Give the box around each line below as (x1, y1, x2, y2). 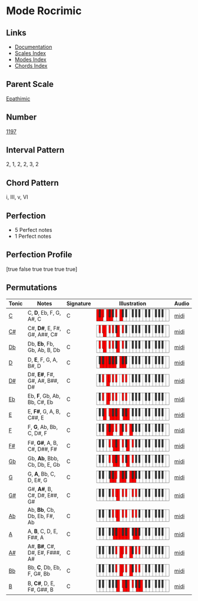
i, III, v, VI (6, 193, 28, 201)
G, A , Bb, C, (27, 470, 56, 477)
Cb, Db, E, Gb (27, 461, 61, 468)
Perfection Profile (6, 250, 72, 260)
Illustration (118, 300, 146, 307)
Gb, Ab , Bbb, (27, 454, 59, 462)
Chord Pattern (6, 177, 59, 188)
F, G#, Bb (27, 570, 50, 577)
